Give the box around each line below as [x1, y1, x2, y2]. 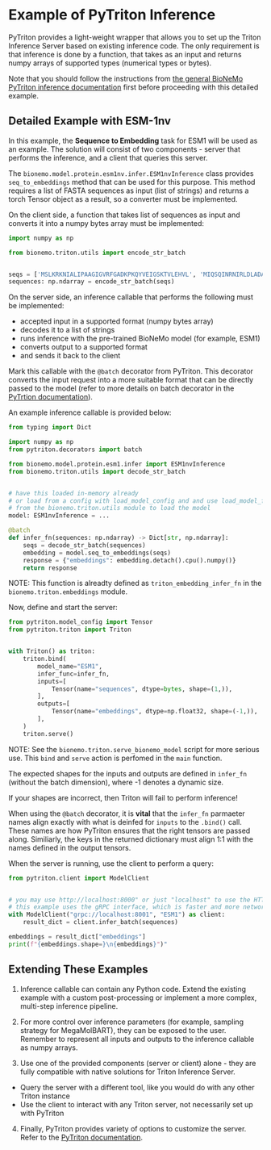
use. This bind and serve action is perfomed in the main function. [8, 753, 223, 763]
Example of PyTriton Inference [8, 6, 216, 24]
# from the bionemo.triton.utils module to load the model [8, 504, 211, 512]
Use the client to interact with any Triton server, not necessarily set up [19, 1099, 254, 1109]
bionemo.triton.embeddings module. [8, 587, 128, 596]
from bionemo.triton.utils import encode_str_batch [8, 249, 186, 257]
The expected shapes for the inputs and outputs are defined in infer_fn [8, 768, 248, 778]
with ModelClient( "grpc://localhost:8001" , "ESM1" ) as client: [8, 910, 226, 919]
